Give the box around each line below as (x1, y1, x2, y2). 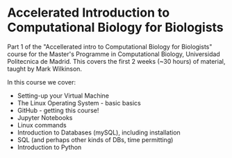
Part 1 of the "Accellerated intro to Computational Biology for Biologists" (7, 42, 213, 51)
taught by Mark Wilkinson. (7, 64, 82, 73)
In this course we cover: (7, 78, 76, 86)
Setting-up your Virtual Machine (17, 91, 110, 100)
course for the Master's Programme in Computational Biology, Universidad (7, 50, 220, 58)
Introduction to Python (17, 143, 82, 151)
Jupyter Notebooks (17, 113, 73, 122)
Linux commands (17, 121, 67, 129)
